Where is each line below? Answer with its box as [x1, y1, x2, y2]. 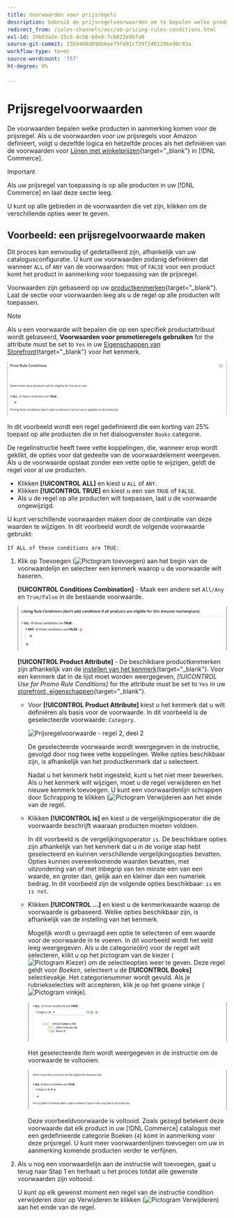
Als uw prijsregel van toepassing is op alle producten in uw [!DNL [7, 181, 194, 189]
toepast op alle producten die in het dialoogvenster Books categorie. [7, 430, 202, 439]
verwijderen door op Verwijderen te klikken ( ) [17, 1196, 219, 1204]
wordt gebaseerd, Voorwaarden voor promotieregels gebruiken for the [7, 333, 214, 341]
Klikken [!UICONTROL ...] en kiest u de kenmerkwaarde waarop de [27, 901, 220, 909]
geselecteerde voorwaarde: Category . [27, 716, 136, 724]
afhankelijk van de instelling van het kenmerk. [27, 915, 159, 924]
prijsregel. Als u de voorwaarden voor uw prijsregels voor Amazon [7, 131, 197, 140]
